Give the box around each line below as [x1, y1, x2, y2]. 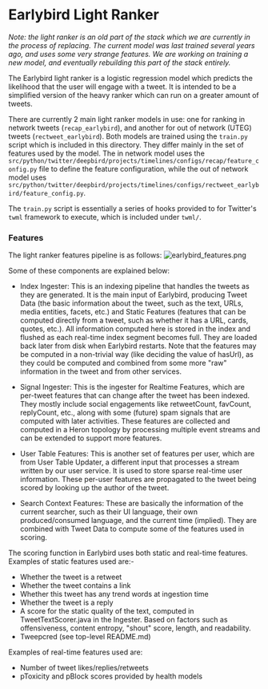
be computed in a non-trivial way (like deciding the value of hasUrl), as [19, 350, 254, 359]
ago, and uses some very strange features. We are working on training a [8, 49, 249, 59]
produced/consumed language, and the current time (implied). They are [19, 516, 258, 525]
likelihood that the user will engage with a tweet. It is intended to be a [8, 82, 237, 91]
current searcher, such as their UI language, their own [19, 507, 198, 517]
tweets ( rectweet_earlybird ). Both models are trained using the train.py [8, 131, 248, 141]
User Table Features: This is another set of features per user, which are [19, 449, 255, 459]
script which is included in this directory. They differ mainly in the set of [8, 140, 244, 149]
